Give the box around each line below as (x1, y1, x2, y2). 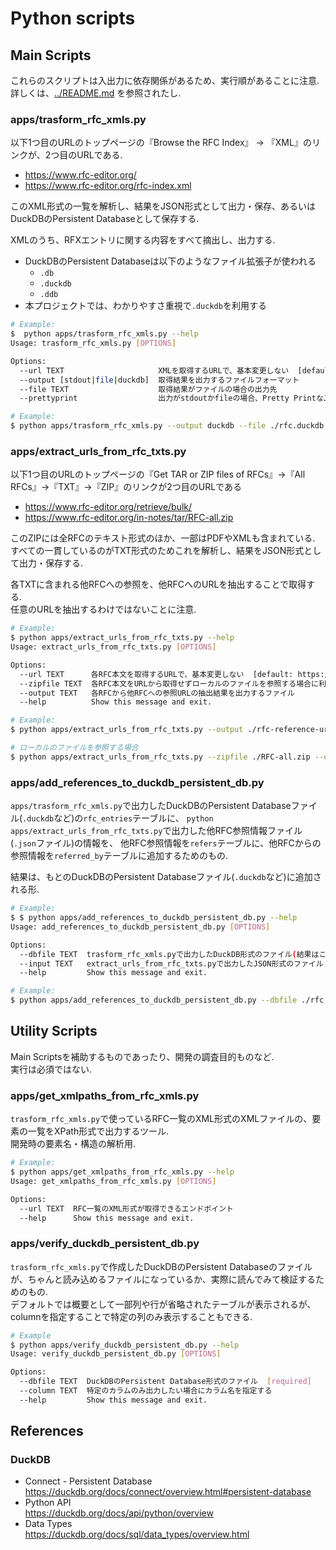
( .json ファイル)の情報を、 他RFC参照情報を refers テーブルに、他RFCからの (10, 837, 322, 849)
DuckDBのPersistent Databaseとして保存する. (10, 213, 200, 225)
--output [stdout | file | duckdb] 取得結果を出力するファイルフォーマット (19, 375, 300, 385)
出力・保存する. (18, 557, 84, 569)
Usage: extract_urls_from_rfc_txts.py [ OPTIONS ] (10, 642, 217, 652)
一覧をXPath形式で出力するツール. (27, 1125, 169, 1137)
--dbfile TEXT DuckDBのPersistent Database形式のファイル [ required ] (19, 1377, 312, 1387)
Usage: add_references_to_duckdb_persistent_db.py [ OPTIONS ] (10, 922, 271, 932)
